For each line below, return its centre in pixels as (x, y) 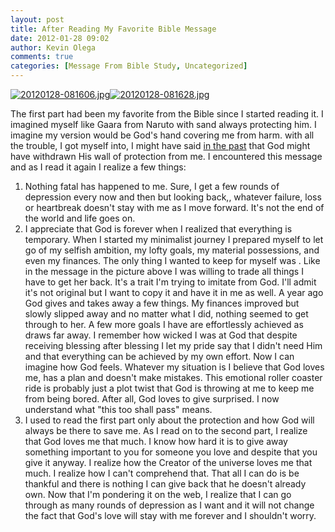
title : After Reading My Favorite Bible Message (113, 29)
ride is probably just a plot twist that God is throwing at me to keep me (169, 388)
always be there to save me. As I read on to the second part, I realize (166, 430)
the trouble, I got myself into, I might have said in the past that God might (160, 145)
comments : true (42, 57)
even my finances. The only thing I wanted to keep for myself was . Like (172, 260)
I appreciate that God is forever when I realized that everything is (158, 229)
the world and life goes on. (80, 218)
